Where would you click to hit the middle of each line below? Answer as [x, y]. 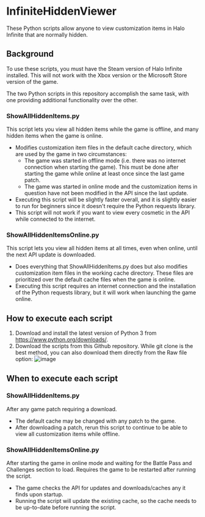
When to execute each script [62, 378]
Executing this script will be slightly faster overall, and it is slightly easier [106, 199]
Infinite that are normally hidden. [47, 34]
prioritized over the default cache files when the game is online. [95, 280]
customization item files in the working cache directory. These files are [104, 273]
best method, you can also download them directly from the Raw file [101, 352]
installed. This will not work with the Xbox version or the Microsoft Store [97, 75]
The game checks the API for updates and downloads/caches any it [100, 488]
